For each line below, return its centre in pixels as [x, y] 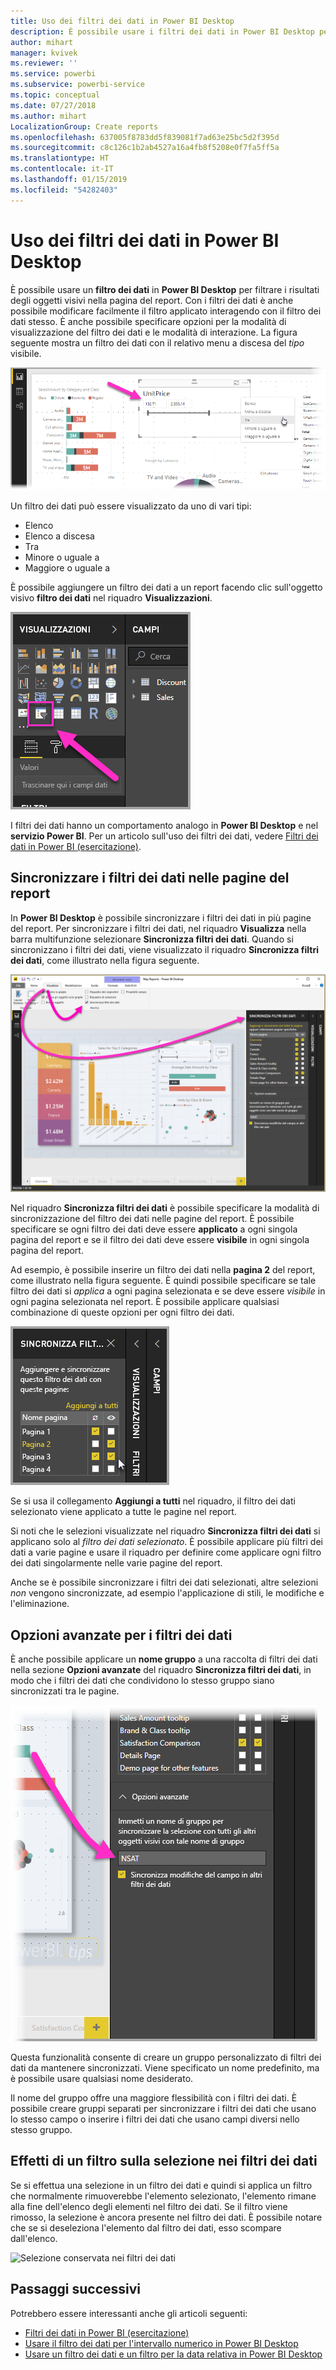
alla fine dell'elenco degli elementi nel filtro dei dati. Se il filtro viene [149, 2206]
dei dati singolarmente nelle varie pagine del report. [116, 1563]
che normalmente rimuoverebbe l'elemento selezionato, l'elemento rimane [163, 2196]
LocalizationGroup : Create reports [84, 126]
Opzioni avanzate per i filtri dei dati [121, 1635]
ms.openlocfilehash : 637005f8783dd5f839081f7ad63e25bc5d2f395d [145, 137]
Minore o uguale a [62, 557]
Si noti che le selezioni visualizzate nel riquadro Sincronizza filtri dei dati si [165, 1531]
